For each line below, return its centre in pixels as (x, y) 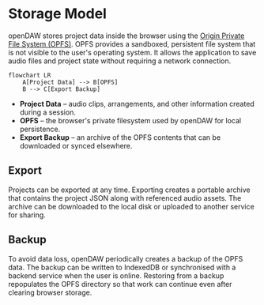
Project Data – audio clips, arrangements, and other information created (137, 104)
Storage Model (57, 14)
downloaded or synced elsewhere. (76, 145)
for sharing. (27, 215)
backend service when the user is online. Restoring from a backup (116, 275)
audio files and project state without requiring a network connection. (120, 61)
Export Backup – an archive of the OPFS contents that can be (120, 137)
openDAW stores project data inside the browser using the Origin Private (126, 36)
